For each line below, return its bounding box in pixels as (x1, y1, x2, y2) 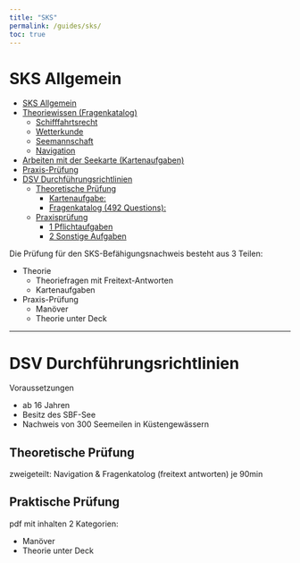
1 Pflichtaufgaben (48, 221, 113, 233)
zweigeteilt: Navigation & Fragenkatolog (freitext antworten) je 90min (9, 469, 263, 480)
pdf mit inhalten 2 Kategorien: (9, 518, 119, 529)
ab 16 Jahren (21, 400, 71, 411)
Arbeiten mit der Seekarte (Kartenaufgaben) (21, 155, 185, 166)
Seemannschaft (35, 136, 94, 147)
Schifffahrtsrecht (35, 117, 98, 128)
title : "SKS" (9, 13, 58, 22)
